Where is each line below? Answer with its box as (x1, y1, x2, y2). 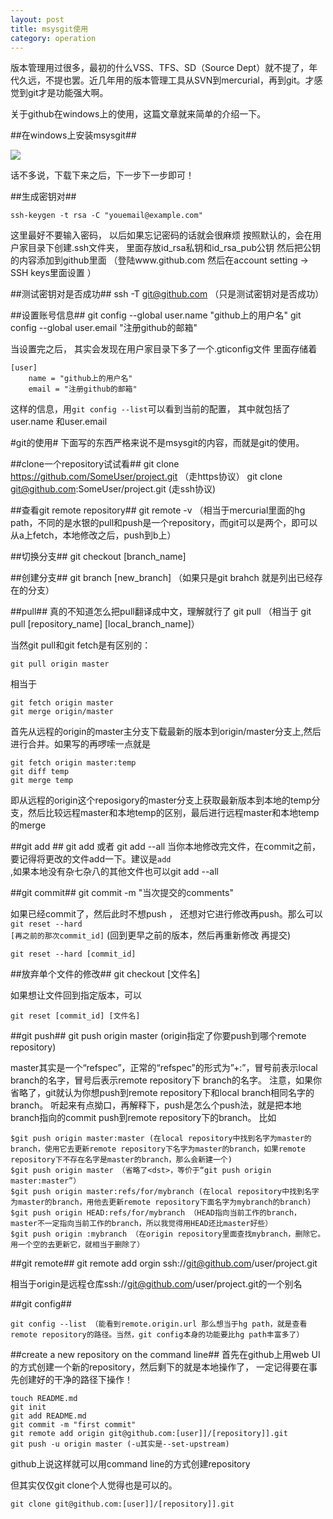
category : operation (10, 33, 97, 43)
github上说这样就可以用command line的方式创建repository (10, 1458, 251, 1470)
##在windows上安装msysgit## (10, 129, 137, 141)
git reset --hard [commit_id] (10, 949, 137, 960)
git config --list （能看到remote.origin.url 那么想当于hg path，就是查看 (10, 1319, 308, 1330)
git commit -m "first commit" (10, 1420, 137, 1430)
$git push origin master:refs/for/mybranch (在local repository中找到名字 (10, 1187, 320, 1197)
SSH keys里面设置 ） (10, 267, 97, 279)
